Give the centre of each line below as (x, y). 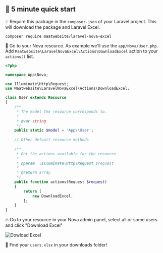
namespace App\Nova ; (27, 75)
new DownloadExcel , (52, 196)
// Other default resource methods (52, 140)
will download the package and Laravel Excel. (52, 27)
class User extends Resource (36, 98)
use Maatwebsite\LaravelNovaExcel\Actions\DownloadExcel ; (67, 89)
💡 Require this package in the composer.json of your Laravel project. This (81, 21)
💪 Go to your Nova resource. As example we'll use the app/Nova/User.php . (82, 45)
